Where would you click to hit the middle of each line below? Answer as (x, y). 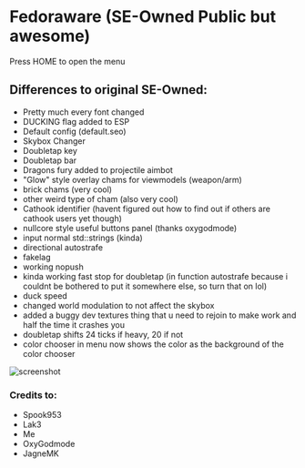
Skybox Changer (54, 141)
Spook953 (42, 415)
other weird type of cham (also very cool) (101, 198)
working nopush (53, 267)
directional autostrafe (62, 247)
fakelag (36, 257)
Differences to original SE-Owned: (108, 90)
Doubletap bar (50, 160)
